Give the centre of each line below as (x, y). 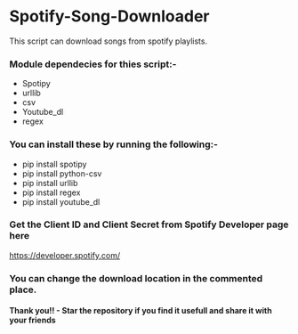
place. (23, 289)
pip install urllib (50, 183)
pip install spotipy (54, 164)
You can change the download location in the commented (136, 278)
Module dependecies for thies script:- (93, 64)
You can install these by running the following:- (113, 144)
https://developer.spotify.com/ (65, 255)
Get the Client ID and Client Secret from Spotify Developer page (149, 224)
